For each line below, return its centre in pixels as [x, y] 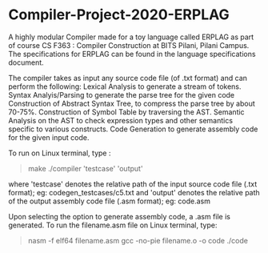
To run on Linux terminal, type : [60, 153]
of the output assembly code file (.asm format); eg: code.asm [109, 201]
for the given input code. [49, 137]
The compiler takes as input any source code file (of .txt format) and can [128, 78]
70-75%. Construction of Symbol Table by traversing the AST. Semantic [127, 112]
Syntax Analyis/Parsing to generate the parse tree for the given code [122, 94]
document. [26, 62]
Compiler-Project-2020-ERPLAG [119, 15]
